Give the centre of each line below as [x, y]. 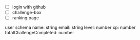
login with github [29, 7]
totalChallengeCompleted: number [40, 33]
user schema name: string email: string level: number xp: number [70, 27]
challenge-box [27, 13]
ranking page [25, 18]
